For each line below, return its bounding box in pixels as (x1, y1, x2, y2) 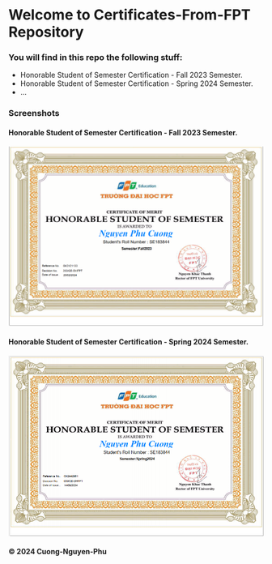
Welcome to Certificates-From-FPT (8, 6, 251, 24)
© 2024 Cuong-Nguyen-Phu (8, 547, 108, 557)
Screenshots (8, 108, 60, 119)
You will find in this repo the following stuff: (8, 52, 183, 63)
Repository (8, 23, 84, 41)
